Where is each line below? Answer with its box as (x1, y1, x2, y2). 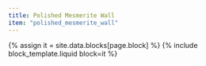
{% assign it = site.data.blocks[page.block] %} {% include (8, 40, 198, 49)
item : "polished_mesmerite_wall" (8, 19, 119, 27)
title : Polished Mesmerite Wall (8, 11, 115, 20)
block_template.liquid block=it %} (8, 49, 118, 58)
